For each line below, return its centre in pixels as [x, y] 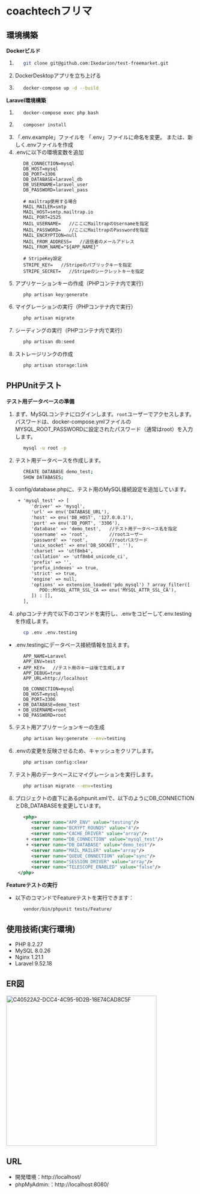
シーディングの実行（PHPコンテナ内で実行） [70, 331]
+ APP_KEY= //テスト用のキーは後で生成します [71, 668]
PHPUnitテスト [34, 386]
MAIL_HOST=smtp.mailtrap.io [58, 212]
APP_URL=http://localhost [56, 678]
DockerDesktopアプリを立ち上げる [58, 75]
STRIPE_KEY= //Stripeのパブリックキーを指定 [77, 265]
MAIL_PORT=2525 [42, 217]
